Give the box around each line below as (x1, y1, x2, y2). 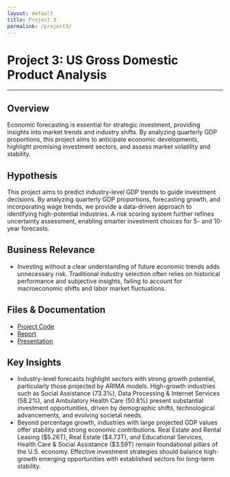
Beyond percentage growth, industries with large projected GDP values (16, 419, 218, 427)
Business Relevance (7, 244, 95, 256)
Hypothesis (7, 169, 58, 182)
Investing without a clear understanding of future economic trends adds (16, 262, 220, 271)
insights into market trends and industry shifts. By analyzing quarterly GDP (7, 128, 218, 136)
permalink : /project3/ (7, 23, 72, 29)
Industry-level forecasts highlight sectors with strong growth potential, (16, 375, 216, 383)
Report (16, 330, 36, 338)
